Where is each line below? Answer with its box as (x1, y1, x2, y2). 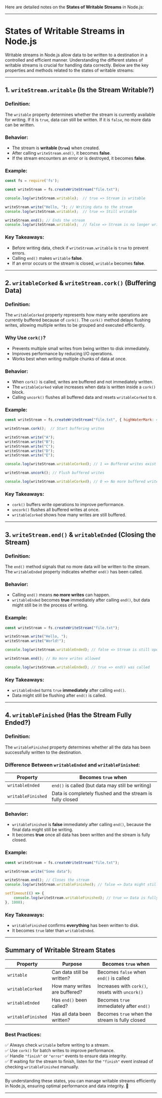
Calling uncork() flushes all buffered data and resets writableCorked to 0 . (12, 394, 157, 400)
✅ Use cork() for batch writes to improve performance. (5, 1048, 115, 1053)
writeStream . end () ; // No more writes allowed (5, 656, 100, 661)
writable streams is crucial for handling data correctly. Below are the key (5, 62, 148, 68)
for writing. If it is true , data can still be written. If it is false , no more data (5, 116, 151, 123)
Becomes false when (97, 969, 146, 975)
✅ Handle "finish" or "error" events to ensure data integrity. (5, 1053, 127, 1059)
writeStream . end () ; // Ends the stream (5, 218, 85, 223)
